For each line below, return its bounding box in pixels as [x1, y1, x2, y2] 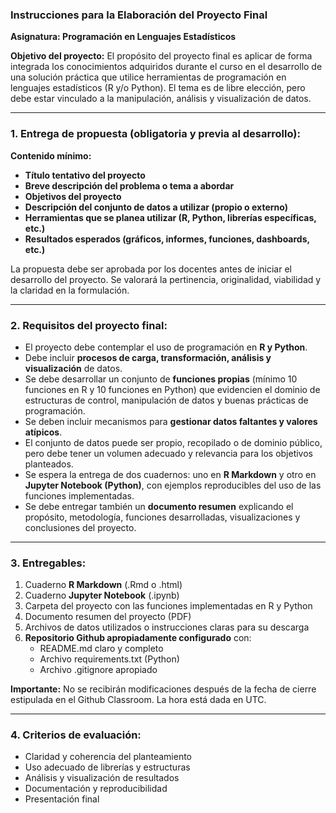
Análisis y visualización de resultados [24, 772, 180, 784]
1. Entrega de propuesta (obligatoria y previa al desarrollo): [10, 127, 301, 141]
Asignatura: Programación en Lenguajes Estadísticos [10, 31, 237, 43]
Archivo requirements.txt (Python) [39, 653, 180, 665]
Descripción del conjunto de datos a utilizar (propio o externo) [24, 201, 288, 213]
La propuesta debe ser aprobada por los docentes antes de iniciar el [10, 263, 292, 275]
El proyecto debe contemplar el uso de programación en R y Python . [24, 341, 308, 353]
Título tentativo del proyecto [24, 169, 146, 181]
